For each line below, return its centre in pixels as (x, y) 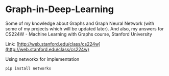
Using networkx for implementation (42, 59)
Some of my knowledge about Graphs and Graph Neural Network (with (80, 23)
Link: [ (12, 44)
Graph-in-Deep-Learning (59, 9)
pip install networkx (28, 68)
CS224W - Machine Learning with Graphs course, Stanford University (79, 34)
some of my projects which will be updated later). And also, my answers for (85, 28)
